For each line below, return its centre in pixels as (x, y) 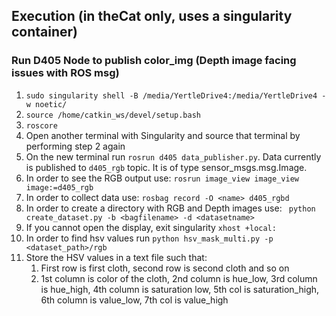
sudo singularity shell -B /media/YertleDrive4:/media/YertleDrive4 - (176, 95)
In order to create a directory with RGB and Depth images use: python (170, 208)
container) (45, 32)
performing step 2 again (75, 146)
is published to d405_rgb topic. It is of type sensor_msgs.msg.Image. (166, 167)
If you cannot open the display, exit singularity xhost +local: (151, 227)
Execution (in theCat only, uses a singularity (152, 16)
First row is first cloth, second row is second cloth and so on (165, 268)
